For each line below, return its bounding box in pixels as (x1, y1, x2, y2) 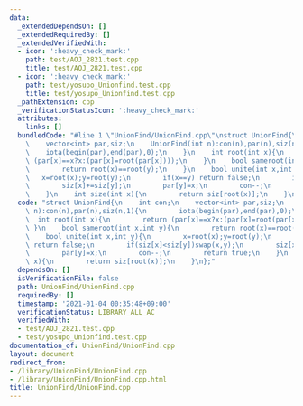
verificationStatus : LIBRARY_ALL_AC (17, 307, 155, 316)
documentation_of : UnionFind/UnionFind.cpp (9, 341, 176, 350)
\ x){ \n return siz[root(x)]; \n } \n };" (25, 257, 216, 267)
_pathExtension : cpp (17, 97, 95, 107)
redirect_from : (9, 358, 67, 367)
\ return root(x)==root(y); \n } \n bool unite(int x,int (25, 165, 293, 174)
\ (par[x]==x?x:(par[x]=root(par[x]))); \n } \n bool (25, 156, 248, 165)
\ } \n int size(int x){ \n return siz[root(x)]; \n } (25, 190, 289, 199)
